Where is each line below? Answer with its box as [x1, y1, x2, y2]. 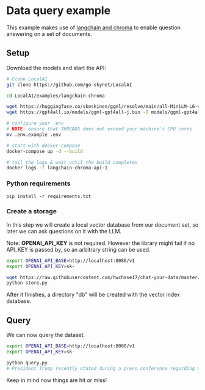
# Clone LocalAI [6, 76, 48, 82]
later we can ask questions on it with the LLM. [6, 227, 122, 235]
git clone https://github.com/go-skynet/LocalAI [6, 82, 132, 88]
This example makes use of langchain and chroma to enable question [6, 24, 181, 31]
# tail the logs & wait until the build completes [6, 159, 138, 165]
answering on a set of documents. [6, 30, 93, 37]
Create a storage [6, 207, 57, 216]
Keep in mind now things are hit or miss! [6, 376, 107, 384]
